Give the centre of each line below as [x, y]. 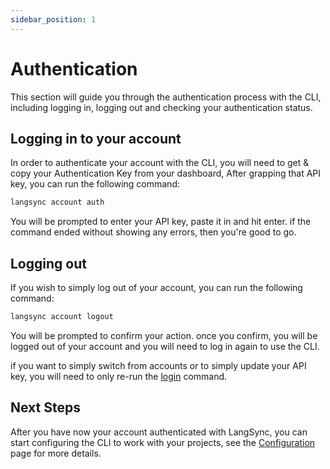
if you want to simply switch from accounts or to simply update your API [158, 365]
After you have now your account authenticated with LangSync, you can [159, 432]
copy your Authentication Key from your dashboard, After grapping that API [166, 173]
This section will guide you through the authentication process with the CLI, [166, 97]
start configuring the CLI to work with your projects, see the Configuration [163, 442]
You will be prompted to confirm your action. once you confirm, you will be [164, 335]
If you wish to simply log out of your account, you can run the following [156, 288]
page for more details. [56, 453]
